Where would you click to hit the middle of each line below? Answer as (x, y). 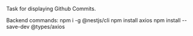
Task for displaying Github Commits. (51, 9)
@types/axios (48, 27)
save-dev (18, 27)
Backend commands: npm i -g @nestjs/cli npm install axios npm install (93, 20)
